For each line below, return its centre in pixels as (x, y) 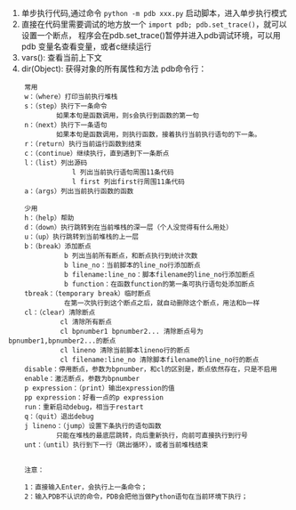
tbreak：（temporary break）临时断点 (88, 294)
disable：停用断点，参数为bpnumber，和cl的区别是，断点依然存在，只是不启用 (151, 369)
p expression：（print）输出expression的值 (100, 388)
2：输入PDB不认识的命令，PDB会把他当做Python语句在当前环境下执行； (136, 497)
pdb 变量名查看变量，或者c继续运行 (86, 46)
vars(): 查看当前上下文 (62, 57)
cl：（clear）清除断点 (60, 312)
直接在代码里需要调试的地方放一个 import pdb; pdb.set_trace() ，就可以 (154, 24)
